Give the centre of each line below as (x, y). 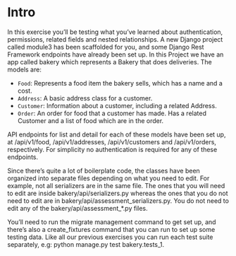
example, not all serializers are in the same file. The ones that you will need (116, 185)
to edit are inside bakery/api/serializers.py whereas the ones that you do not (118, 193)
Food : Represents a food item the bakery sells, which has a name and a (120, 83)
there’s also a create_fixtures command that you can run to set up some (111, 229)
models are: (25, 69)
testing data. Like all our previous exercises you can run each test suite (110, 237)
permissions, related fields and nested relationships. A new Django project (115, 39)
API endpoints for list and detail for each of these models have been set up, (117, 134)
